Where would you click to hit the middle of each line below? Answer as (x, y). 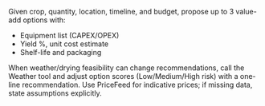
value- (246, 12)
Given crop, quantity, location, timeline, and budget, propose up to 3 (121, 12)
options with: (44, 20)
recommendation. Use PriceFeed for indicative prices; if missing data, (137, 84)
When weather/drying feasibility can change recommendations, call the (126, 68)
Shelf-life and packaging (61, 52)
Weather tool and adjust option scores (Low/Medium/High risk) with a (123, 76)
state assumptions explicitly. (55, 93)
